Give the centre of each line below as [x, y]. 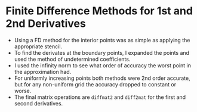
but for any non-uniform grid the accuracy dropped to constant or [95, 84]
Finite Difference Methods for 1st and [99, 11]
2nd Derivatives [46, 24]
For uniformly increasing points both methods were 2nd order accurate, [102, 78]
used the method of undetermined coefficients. [72, 59]
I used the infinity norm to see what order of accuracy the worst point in [103, 65]
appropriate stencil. [38, 46]
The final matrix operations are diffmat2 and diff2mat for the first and [100, 97]
